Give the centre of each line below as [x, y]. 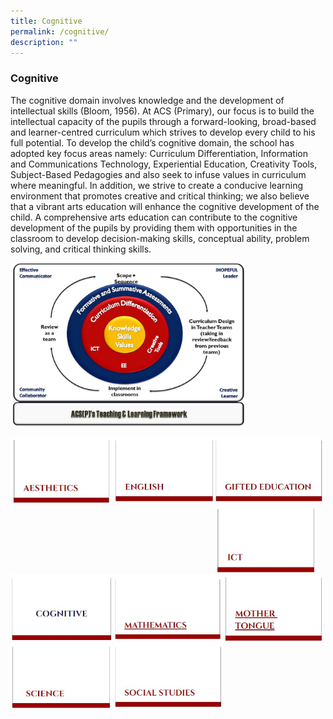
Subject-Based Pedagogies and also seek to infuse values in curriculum [158, 174]
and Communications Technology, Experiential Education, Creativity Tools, [164, 164]
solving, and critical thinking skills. [81, 249]
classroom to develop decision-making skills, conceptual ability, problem [160, 238]
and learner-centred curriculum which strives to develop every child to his [163, 132]
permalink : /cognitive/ [60, 31]
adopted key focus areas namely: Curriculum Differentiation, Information [159, 153]
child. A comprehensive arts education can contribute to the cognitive [154, 217]
